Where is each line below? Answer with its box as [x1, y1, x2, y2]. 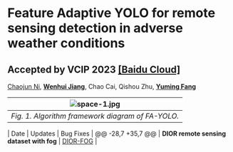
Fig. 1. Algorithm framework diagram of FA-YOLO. [11, 112, 180, 121]
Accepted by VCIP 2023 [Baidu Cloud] [7, 63, 181, 75]
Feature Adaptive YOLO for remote [7, 5, 216, 21]
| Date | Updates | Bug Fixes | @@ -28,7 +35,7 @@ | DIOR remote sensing [7, 129, 227, 138]
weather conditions [7, 36, 125, 51]
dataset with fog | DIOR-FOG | [7, 137, 98, 145]
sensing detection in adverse [7, 20, 183, 36]
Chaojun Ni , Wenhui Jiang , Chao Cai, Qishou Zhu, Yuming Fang [7, 82, 197, 90]
